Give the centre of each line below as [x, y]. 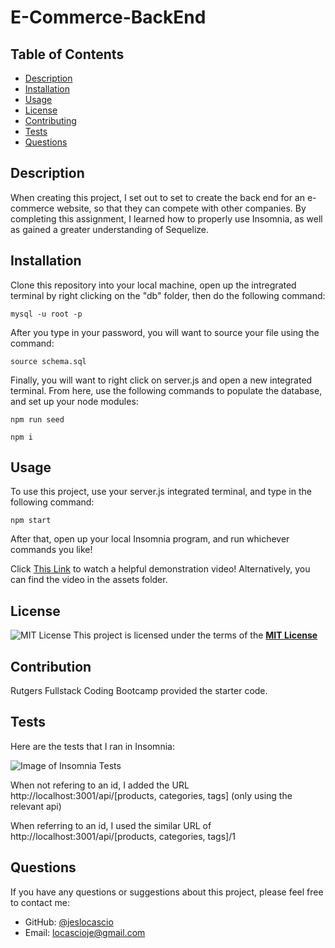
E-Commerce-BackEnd [108, 17]
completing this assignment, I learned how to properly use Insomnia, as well [166, 218]
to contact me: [40, 902]
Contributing [50, 120]
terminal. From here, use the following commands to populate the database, [166, 390]
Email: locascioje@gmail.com [85, 932]
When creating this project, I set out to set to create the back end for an [158, 197]
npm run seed [37, 419]
